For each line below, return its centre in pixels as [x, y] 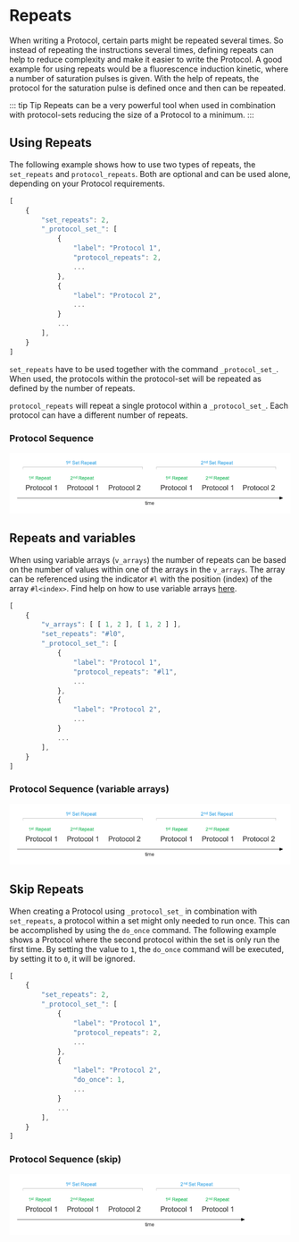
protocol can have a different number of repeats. [99, 415]
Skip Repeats [47, 890]
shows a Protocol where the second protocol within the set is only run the [145, 940]
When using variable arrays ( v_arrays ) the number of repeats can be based [148, 559]
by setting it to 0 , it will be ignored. [72, 958]
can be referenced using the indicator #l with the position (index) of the [141, 579]
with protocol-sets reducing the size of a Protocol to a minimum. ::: [132, 115]
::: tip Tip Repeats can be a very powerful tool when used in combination [143, 105]
